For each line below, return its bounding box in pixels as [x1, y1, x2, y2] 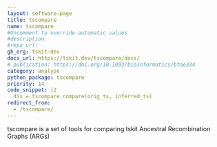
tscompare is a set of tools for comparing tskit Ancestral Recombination [7, 124, 211, 133]
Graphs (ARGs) [7, 132, 50, 140]
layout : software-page [7, 10, 72, 17]
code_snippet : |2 [7, 87, 57, 93]
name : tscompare [7, 23, 54, 30]
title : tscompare [7, 16, 57, 23]
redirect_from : [7, 100, 51, 106]
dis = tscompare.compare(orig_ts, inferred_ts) [13, 93, 153, 100]
